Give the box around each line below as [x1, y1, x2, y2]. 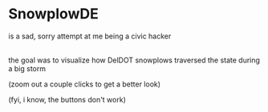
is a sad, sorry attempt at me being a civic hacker [8, 31, 172, 41]
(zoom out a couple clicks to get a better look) [8, 79, 161, 89]
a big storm [8, 63, 47, 73]
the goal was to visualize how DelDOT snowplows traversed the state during [8, 55, 261, 65]
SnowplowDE [8, 5, 99, 23]
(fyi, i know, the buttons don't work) [8, 94, 126, 104]
